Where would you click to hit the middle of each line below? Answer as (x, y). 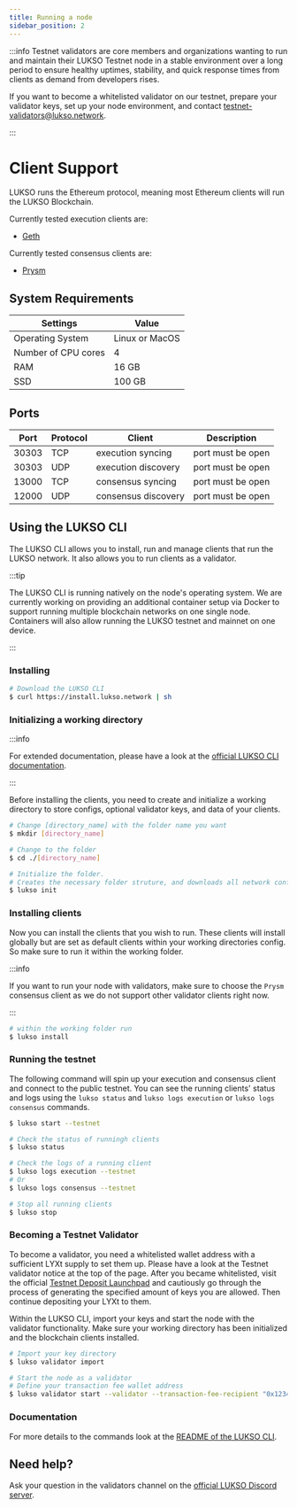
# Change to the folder (53, 850)
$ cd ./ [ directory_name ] (55, 858)
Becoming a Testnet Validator (74, 1235)
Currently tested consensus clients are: (80, 253)
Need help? (41, 1464)
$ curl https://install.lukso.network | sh (91, 697)
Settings (59, 323)
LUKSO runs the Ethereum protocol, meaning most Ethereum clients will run (147, 192)
